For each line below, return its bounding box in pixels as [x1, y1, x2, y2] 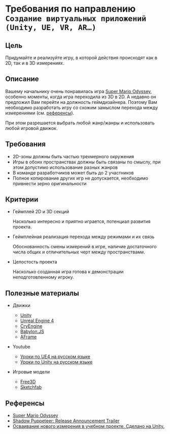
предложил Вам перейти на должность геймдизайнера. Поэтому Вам [5, 99, 157, 105]
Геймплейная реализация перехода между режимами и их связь [12, 234, 155, 240]
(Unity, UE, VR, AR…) [5, 23, 96, 33]
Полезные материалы [5, 288, 80, 298]
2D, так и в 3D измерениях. [5, 60, 64, 66]
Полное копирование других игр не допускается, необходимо [12, 175, 149, 181]
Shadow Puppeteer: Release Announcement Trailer [12, 418, 120, 424]
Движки [12, 302, 30, 308]
